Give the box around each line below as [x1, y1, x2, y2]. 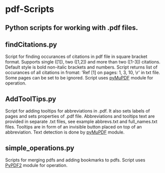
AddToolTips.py [5, 94, 56, 103]
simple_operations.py [5, 143, 74, 152]
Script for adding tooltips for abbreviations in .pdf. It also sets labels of [5, 108, 150, 114]
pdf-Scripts [5, 3, 54, 15]
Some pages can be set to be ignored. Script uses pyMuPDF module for [5, 75, 153, 81]
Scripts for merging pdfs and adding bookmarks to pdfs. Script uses [5, 157, 145, 163]
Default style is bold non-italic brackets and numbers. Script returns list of [5, 64, 157, 70]
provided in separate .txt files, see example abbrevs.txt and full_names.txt [5, 118, 157, 124]
